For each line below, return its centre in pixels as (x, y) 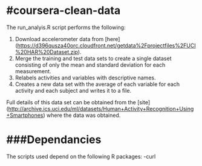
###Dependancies (54, 140)
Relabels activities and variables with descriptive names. (85, 78)
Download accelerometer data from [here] (67, 39)
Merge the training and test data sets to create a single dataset (93, 58)
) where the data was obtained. (82, 115)
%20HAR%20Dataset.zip (47, 51)
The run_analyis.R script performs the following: (66, 27)
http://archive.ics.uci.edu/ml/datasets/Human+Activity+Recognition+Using (101, 108)
